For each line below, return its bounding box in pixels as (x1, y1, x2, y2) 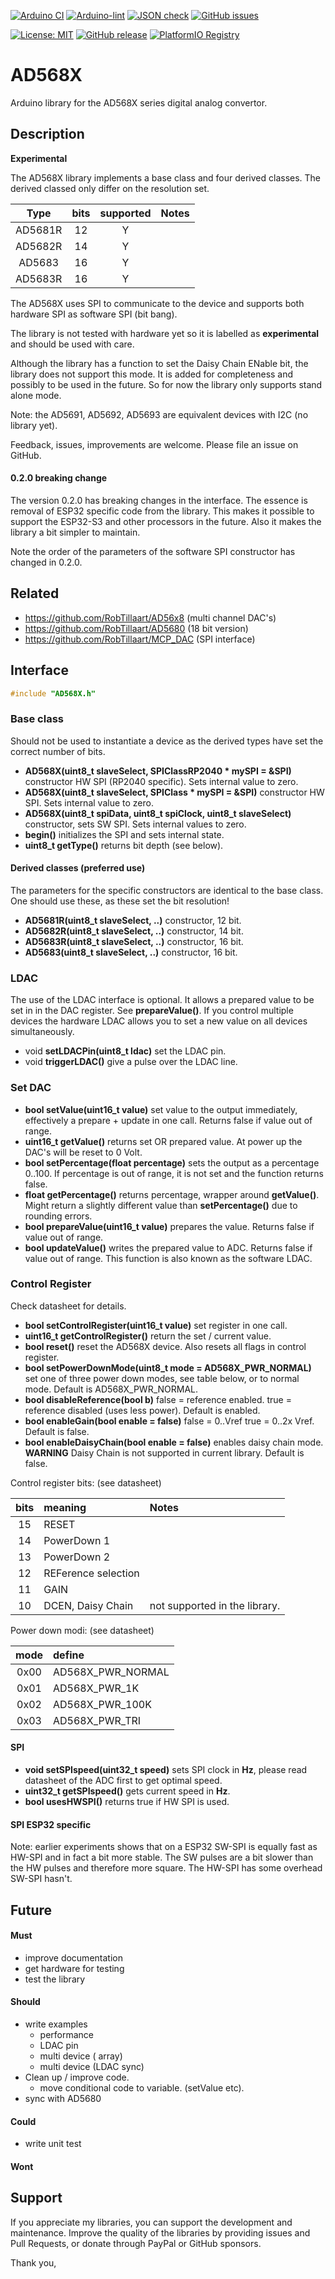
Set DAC (10, 1081, 52, 1095)
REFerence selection (43, 1566, 140, 1580)
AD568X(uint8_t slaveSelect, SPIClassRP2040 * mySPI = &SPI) (24, 765, 292, 777)
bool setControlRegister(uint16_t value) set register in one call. (24, 1319, 288, 1331)
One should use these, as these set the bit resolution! (10, 895, 230, 907)
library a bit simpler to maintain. (10, 526, 141, 538)
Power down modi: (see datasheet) (10, 1624, 155, 1636)
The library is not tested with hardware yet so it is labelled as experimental (10, 327, 320, 339)
